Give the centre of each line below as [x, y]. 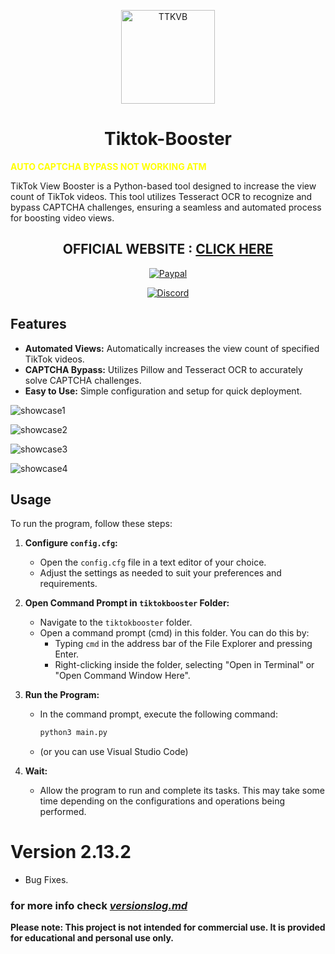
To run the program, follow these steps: [91, 524]
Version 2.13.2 [71, 852]
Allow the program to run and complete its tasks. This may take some [182, 791]
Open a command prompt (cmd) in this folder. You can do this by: [174, 633]
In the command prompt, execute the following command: [158, 714]
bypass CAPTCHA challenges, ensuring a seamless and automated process [166, 207]
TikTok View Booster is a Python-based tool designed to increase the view [163, 186]
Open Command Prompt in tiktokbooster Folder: [127, 603]
